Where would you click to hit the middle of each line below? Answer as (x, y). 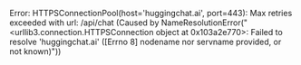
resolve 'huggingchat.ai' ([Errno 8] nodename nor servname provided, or (146, 42)
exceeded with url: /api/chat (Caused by (84, 23)
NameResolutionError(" (204, 23)
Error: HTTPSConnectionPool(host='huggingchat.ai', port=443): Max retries (151, 13)
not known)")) (35, 51)
